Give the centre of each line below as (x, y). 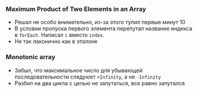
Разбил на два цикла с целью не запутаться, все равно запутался (100, 83)
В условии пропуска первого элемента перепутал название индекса (103, 28)
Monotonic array (30, 57)
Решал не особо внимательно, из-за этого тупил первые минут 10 (100, 22)
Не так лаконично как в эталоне (56, 42)
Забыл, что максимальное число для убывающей (78, 70)
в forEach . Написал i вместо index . (59, 35)
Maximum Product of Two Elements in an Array (76, 9)
